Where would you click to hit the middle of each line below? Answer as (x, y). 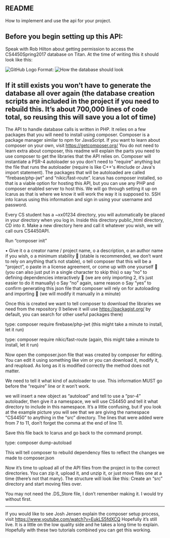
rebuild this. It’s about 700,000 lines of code (77, 109)
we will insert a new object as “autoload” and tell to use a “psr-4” (73, 396)
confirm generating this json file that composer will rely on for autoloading (82, 289)
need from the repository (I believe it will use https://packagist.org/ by (78, 309)
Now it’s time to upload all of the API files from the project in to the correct (82, 468)
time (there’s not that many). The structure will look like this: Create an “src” (84, 479)
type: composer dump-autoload (38, 443)
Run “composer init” (26, 241)
